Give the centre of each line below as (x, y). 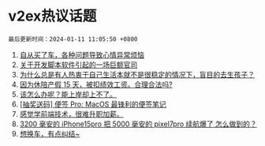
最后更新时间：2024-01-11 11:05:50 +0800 (73, 39)
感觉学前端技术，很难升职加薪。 (71, 114)
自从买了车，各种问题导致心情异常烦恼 (82, 54)
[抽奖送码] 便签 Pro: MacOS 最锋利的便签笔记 (93, 104)
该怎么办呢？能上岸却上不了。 (68, 94)
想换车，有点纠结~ (50, 133)
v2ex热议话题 (52, 16)
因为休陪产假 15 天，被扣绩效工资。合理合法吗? (96, 84)
